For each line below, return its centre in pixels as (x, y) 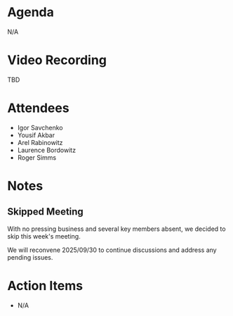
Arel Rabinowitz (40, 142)
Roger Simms (37, 157)
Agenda (31, 12)
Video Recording (57, 60)
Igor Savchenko (40, 127)
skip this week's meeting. (44, 236)
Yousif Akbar (36, 135)
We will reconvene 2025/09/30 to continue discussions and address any (112, 250)
